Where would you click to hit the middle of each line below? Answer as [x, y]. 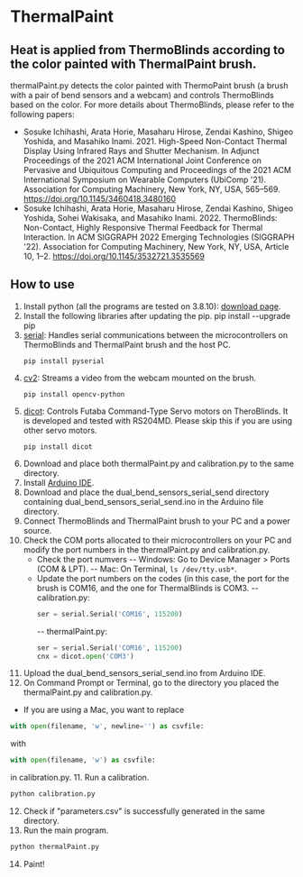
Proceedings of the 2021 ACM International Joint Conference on [142, 160]
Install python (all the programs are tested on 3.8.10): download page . [152, 306]
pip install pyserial [64, 361]
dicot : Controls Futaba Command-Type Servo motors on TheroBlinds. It [156, 411]
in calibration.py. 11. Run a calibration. [80, 778]
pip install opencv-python [74, 394]
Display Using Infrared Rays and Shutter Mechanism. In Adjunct [141, 151]
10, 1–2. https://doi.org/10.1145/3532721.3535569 [114, 256]
